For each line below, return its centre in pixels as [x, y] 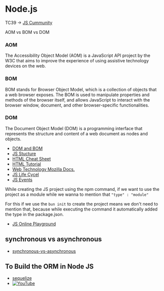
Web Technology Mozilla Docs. [43, 169]
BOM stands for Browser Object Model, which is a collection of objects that [81, 89]
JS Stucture [24, 154]
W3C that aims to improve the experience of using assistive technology [77, 61]
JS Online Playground [34, 224]
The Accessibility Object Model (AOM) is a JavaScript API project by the [78, 55]
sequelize [22, 278]
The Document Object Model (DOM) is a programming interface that [74, 128]
